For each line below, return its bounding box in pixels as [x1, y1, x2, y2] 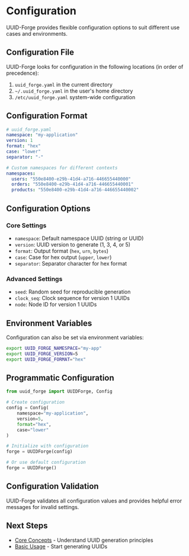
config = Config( [6, 405, 49, 411]
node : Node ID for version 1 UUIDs [14, 301, 97, 308]
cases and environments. [6, 30, 68, 37]
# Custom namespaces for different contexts [6, 165, 118, 170]
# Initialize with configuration [6, 443, 89, 449]
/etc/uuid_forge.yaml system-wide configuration [14, 93, 136, 100]
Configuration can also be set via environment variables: [6, 334, 144, 341]
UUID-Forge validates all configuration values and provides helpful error [6, 497, 182, 504]
